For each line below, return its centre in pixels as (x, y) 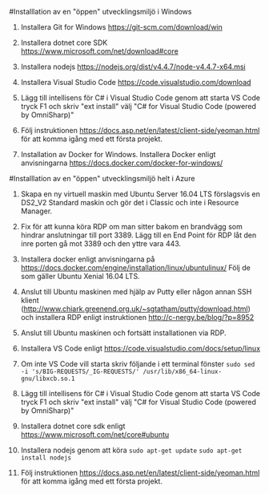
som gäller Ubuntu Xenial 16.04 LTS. (80, 276)
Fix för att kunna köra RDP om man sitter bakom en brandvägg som (131, 227)
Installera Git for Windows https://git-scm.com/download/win (122, 27)
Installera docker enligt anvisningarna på (88, 259)
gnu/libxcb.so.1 (48, 379)
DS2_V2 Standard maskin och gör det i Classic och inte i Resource (130, 202)
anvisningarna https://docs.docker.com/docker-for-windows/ (122, 163)
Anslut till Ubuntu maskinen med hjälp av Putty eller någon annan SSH (136, 292)
